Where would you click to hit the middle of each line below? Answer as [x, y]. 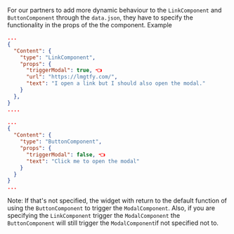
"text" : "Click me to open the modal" [83, 161]
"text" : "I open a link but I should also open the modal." [116, 83]
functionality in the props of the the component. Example [90, 25]
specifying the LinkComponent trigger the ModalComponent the [94, 216]
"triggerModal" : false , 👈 [65, 154]
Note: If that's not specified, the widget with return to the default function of [117, 201]
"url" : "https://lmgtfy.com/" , [72, 77]
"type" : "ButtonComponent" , [61, 142]
